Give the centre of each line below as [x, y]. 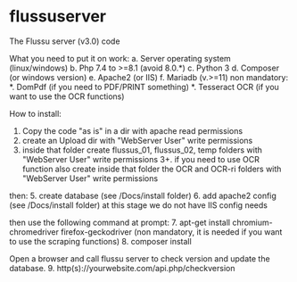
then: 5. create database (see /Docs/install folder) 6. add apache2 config [143, 195]
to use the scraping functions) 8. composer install [100, 241]
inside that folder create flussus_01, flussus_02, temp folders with [142, 150]
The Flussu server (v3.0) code [65, 41]
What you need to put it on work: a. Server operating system [120, 58]
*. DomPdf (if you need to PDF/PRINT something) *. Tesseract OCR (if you [144, 87]
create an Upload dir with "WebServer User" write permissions [137, 140]
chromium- [252, 222]
